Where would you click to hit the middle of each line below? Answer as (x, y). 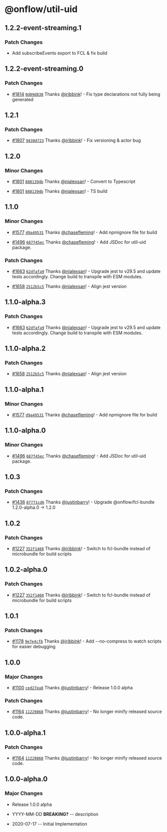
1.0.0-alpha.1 (25, 733)
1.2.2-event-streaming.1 (43, 28)
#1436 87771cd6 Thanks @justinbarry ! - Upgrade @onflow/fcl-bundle (83, 502)
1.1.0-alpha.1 (24, 390)
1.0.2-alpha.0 (26, 569)
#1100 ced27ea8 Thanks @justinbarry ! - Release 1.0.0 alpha (72, 688)
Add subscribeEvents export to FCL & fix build (59, 53)
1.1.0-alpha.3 (25, 302)
